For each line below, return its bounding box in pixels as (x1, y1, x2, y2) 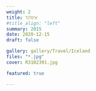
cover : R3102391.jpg (6, 59, 59, 66)
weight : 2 (6, 8, 31, 15)
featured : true (6, 70, 45, 76)
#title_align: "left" (6, 20, 61, 26)
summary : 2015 (6, 25, 42, 32)
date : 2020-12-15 (6, 32, 50, 38)
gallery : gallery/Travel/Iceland (6, 48, 91, 55)
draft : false (6, 37, 39, 43)
